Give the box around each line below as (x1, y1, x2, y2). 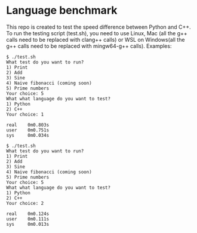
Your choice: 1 (6, 111, 44, 117)
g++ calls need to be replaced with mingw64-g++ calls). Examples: (6, 42, 172, 50)
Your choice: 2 (6, 200, 44, 206)
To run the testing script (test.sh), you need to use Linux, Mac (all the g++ (6, 29, 188, 36)
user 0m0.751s (6, 127, 50, 133)
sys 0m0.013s (6, 221, 50, 227)
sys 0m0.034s (6, 132, 50, 138)
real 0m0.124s (6, 210, 50, 217)
